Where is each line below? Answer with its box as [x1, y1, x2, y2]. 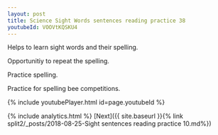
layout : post [7, 10, 46, 18]
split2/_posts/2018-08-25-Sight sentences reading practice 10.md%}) [7, 119, 212, 128]
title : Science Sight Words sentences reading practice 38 [7, 17, 186, 24]
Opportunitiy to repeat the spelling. [7, 57, 110, 65]
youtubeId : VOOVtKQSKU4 [7, 23, 78, 31]
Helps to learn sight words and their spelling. [7, 43, 138, 52]
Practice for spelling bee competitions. [7, 85, 121, 93]
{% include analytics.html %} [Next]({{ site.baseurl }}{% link [7, 112, 183, 121]
